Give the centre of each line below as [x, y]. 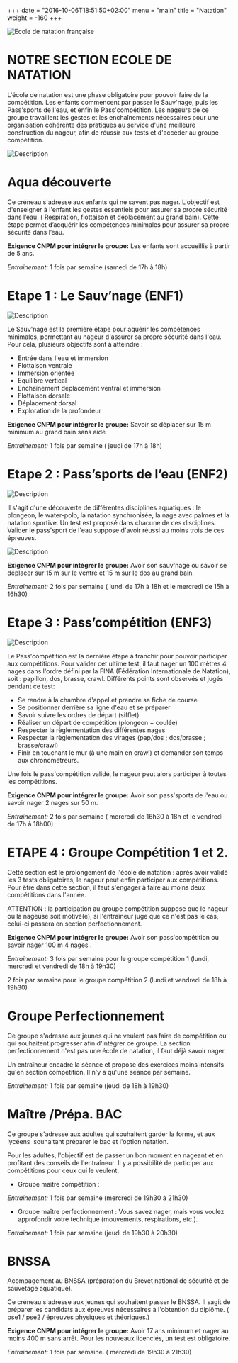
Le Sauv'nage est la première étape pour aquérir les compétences [104, 329]
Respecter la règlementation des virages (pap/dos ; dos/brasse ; [112, 737]
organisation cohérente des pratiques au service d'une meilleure [102, 125]
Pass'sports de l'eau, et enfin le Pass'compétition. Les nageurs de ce [108, 110]
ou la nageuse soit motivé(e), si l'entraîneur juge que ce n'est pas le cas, [113, 916]
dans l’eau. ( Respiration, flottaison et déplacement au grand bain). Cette [113, 217]
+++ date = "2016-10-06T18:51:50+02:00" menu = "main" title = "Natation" [117, 10]
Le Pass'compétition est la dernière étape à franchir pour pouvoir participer [118, 656]
